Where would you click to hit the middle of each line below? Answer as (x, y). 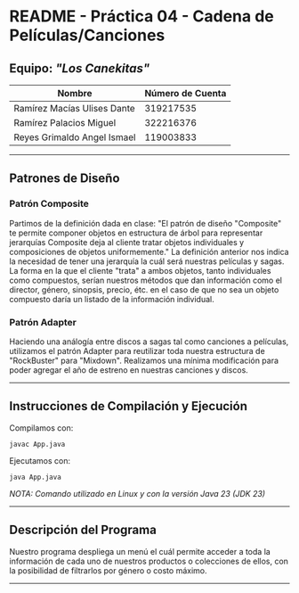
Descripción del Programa (83, 530)
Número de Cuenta (186, 93)
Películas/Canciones (87, 35)
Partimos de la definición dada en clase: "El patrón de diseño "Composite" (145, 223)
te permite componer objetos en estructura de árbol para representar (136, 233)
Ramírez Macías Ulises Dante (74, 108)
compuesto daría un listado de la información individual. (112, 299)
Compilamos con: (41, 428)
